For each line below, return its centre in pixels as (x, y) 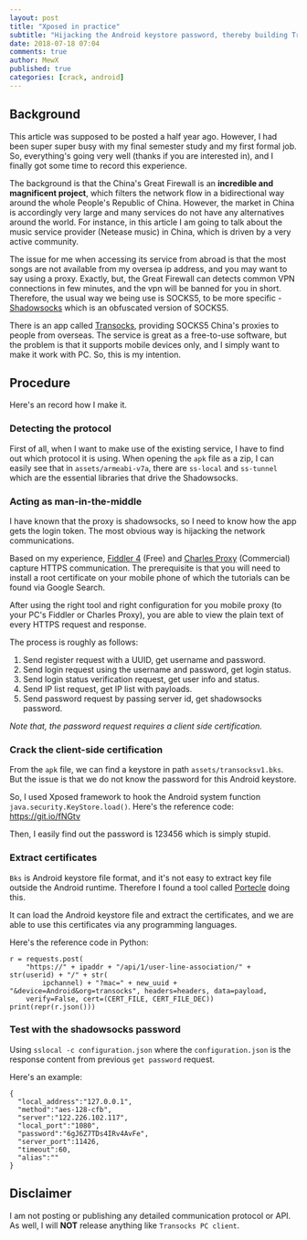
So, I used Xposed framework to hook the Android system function (135, 797)
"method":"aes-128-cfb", (65, 1109)
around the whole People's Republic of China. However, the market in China (152, 203)
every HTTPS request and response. (78, 624)
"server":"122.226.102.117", (73, 1118)
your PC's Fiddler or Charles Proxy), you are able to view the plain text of (147, 615)
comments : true (38, 52)
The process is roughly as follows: (74, 642)
